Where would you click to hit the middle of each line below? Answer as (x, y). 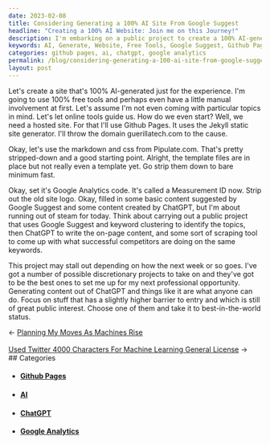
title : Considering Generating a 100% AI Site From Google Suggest (124, 23)
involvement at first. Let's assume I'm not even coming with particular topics (135, 108)
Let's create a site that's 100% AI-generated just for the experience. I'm (127, 91)
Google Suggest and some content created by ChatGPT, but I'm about (125, 207)
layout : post (30, 68)
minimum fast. (32, 174)
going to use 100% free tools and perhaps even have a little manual (120, 99)
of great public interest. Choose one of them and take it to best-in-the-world (135, 308)
